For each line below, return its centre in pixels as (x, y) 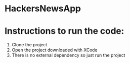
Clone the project (29, 45)
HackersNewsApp (43, 9)
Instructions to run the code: (65, 31)
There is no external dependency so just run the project (68, 55)
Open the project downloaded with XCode (55, 50)
